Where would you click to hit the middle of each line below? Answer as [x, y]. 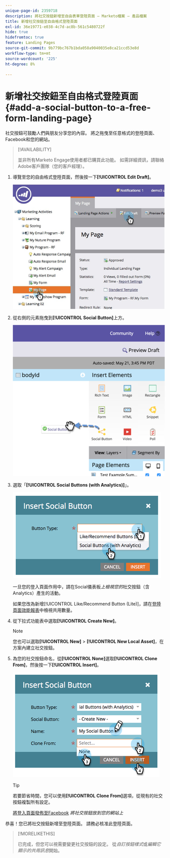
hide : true [17, 32]
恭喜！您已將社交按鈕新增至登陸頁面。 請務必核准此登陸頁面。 [70, 824]
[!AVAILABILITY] [34, 150]
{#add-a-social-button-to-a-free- [78, 108]
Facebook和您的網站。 [29, 140]
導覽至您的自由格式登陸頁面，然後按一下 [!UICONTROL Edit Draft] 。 [83, 177]
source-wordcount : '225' [31, 59]
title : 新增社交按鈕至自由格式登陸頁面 [41, 21]
